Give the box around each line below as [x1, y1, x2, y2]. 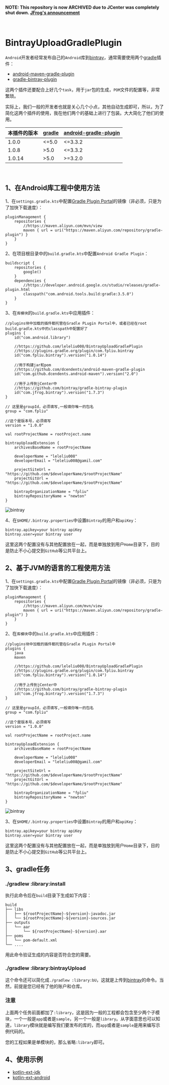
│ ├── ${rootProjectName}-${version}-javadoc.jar [5, 911, 116, 916]
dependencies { [14, 278, 46, 283]
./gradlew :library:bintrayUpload [5, 965, 87, 972]
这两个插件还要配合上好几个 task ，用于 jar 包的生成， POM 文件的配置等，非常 [5, 86, 160, 92]
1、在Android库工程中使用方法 [5, 184, 100, 192]
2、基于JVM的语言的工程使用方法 [5, 564, 111, 572]
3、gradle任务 [5, 865, 50, 873]
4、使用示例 [5, 1055, 43, 1064]
